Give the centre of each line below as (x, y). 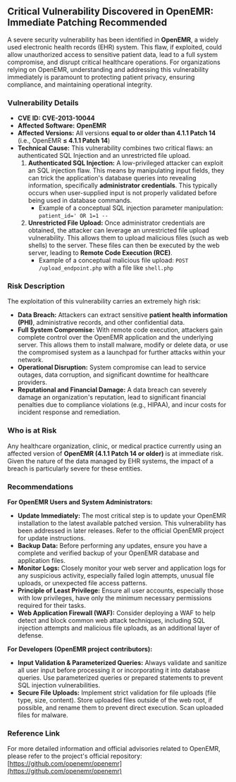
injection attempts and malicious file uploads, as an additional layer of (118, 628)
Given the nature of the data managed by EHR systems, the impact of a (110, 461)
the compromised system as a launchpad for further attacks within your (122, 352)
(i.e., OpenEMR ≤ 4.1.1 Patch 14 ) (64, 141)
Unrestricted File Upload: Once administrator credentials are (117, 223)
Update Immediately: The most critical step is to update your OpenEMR (122, 516)
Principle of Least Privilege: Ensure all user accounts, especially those (120, 590)
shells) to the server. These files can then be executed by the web (124, 245)
